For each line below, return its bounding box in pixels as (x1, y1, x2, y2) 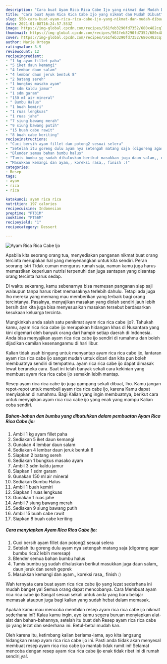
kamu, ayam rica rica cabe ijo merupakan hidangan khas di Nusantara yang (5, 324, 160, 330)
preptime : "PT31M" (5, 211, 44, 216)
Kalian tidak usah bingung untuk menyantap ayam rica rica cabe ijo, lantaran (5, 349, 162, 356)
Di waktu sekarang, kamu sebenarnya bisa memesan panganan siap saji (5, 283, 153, 289)
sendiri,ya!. (5, 653, 29, 659)
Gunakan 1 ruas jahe (12, 494, 55, 500)
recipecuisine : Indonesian (5, 206, 61, 211)
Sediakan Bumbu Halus (12, 478, 61, 484)
